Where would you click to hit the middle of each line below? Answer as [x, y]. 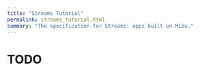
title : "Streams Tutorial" [45, 13]
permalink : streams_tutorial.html [56, 20]
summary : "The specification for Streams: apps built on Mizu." [100, 26]
